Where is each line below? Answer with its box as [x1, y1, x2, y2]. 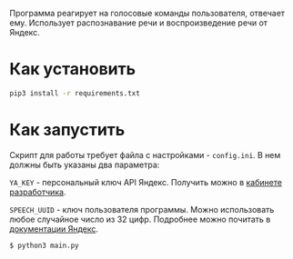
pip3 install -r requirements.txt [9, 88, 141, 98]
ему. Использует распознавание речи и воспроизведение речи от [9, 17, 268, 28]
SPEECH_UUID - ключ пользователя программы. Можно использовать [9, 204, 275, 214]
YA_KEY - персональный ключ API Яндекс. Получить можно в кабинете [9, 176, 282, 187]
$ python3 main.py [9, 241, 79, 250]
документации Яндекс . [9, 223, 98, 234]
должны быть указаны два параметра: [9, 159, 160, 170]
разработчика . [9, 186, 66, 197]
